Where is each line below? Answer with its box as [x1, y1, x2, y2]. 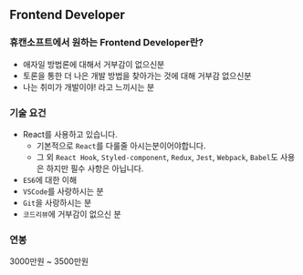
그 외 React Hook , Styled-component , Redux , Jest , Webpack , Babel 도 [36, 151, 278, 162]
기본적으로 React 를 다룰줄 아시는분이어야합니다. [36, 140, 206, 151]
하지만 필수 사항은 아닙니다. [46, 163, 144, 174]
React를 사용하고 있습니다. [22, 128, 119, 139]
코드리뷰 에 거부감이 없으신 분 [22, 209, 121, 219]
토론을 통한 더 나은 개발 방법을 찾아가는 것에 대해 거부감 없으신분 [22, 70, 252, 81]
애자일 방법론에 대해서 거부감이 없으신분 [22, 58, 165, 69]
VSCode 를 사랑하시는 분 [22, 186, 104, 197]
